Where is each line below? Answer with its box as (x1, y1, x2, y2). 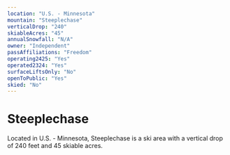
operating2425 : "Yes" (7, 56, 71, 63)
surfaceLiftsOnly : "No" (7, 68, 77, 75)
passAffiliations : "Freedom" (7, 49, 92, 56)
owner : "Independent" (7, 42, 71, 49)
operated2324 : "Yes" (7, 62, 68, 69)
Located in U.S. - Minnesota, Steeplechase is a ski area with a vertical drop (7, 134, 224, 142)
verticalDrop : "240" (7, 23, 68, 30)
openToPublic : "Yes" (7, 74, 68, 82)
